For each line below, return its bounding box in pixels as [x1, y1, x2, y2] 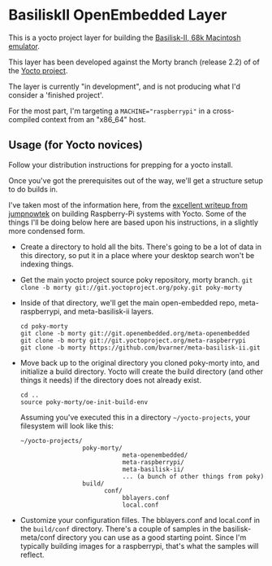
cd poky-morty [19, 322, 68, 331]
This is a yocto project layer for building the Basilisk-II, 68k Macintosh [8, 33, 241, 42]
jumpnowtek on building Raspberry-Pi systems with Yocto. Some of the [8, 208, 247, 218]
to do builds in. [8, 184, 58, 194]
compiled [8, 114, 40, 124]
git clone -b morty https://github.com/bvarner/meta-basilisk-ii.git [19, 344, 261, 352]
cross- [212, 106, 235, 116]
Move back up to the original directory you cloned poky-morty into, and [19, 358, 260, 367]
